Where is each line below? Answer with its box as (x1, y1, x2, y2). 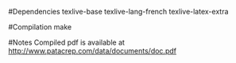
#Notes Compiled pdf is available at (8, 37, 126, 47)
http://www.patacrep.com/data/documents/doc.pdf (8, 46, 177, 55)
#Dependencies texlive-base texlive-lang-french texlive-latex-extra (8, 7, 229, 16)
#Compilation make (8, 22, 72, 31)
